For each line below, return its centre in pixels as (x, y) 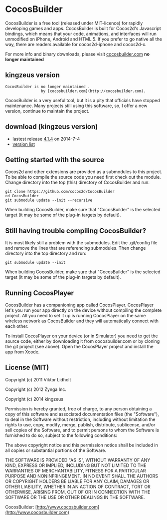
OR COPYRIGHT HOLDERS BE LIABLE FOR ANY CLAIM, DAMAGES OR (77, 481)
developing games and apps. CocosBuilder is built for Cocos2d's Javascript (83, 28)
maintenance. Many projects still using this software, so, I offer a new (76, 106)
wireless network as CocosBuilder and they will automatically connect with (82, 321)
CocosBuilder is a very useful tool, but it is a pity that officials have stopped (83, 100)
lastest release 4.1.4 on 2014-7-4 (46, 139)
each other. (17, 326)
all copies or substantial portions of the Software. (56, 450)
